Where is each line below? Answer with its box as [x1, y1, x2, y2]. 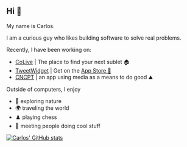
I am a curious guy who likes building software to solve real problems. [6, 34, 182, 41]
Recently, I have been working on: [6, 46, 91, 53]
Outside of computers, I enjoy [6, 85, 81, 93]
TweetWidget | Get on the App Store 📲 [15, 66, 111, 74]
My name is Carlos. [6, 22, 55, 29]
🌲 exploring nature [15, 97, 62, 104]
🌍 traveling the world [15, 104, 69, 112]
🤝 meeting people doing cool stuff [15, 122, 101, 129]
